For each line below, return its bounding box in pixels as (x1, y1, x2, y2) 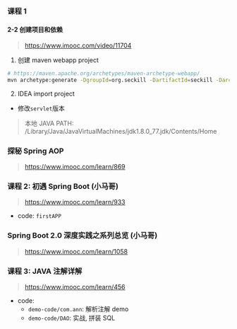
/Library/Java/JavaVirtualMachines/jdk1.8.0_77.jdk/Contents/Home (24, 127, 217, 135)
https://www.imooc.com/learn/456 (24, 283, 126, 292)
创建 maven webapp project (17, 56, 99, 64)
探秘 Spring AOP (7, 146, 64, 156)
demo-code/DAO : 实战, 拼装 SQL (28, 313, 116, 323)
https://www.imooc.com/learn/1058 (24, 247, 128, 255)
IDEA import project (17, 89, 75, 98)
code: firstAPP (17, 212, 62, 220)
